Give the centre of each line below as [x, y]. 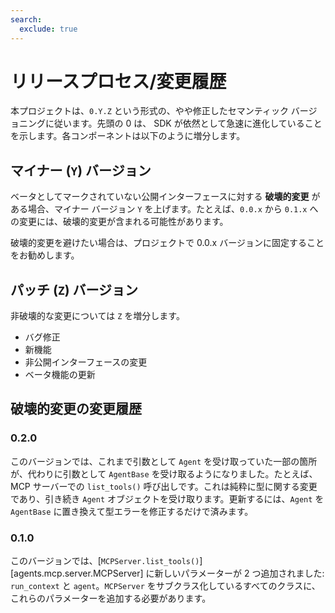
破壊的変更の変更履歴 [76, 409]
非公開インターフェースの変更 [86, 362]
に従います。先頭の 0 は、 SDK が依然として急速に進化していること [183, 123]
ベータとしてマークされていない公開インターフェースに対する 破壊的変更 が [165, 197]
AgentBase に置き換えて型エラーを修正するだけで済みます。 [132, 511]
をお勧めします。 [45, 255]
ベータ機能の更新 [60, 375]
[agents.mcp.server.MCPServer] [77, 573]
